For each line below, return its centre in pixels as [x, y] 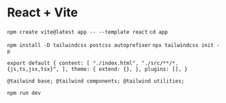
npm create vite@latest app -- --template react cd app [88, 32]
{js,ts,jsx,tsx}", [33, 69]
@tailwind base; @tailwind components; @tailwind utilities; [96, 81]
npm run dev [24, 93]
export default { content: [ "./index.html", [73, 63]
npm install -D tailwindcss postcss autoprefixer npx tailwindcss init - [113, 45]
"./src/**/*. [160, 63]
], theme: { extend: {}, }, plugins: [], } [125, 69]
